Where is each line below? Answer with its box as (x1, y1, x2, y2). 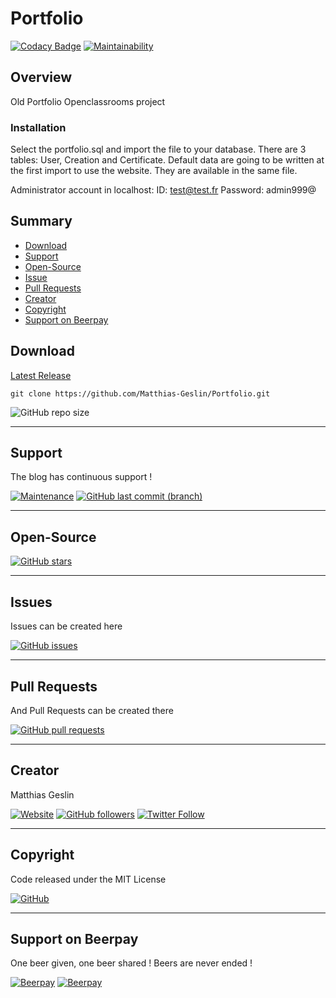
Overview (10, 69, 73, 86)
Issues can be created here (10, 620, 123, 632)
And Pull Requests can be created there (10, 704, 174, 716)
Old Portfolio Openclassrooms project (10, 95, 166, 107)
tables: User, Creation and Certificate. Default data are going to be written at (10, 154, 325, 166)
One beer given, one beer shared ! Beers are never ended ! (10, 957, 253, 969)
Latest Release (10, 369, 72, 381)
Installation (10, 120, 67, 134)
